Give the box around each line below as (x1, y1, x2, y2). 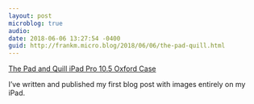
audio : (8, 27, 31, 35)
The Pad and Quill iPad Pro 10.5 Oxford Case (8, 64, 156, 73)
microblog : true (8, 19, 63, 27)
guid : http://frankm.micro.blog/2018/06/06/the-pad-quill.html (8, 42, 226, 50)
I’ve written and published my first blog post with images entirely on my (8, 80, 246, 89)
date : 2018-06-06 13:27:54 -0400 (8, 34, 121, 43)
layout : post (8, 11, 52, 20)
